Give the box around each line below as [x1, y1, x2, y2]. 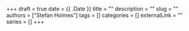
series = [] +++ [6, 18, 45, 25]
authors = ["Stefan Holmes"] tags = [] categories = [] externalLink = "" [6, 12, 183, 19]
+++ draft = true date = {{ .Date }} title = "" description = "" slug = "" [6, 5, 179, 12]
